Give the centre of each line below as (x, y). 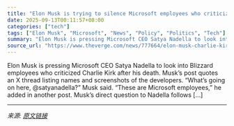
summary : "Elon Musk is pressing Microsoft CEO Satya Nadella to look (112, 39)
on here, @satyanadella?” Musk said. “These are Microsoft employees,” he (114, 88)
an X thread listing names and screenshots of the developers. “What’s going (116, 80)
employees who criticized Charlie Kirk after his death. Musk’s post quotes (112, 73)
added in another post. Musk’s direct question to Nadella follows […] (105, 95)
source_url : (24, 46)
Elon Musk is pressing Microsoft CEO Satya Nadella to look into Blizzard (110, 65)
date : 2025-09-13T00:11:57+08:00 (56, 20)
